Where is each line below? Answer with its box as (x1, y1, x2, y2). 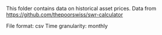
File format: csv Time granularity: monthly (6, 23, 108, 29)
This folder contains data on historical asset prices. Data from (6, 5, 157, 12)
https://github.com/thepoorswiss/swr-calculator (6, 11, 123, 18)
